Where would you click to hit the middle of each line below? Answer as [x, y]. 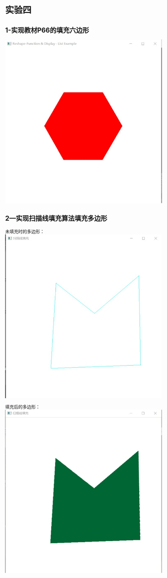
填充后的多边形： [23, 407]
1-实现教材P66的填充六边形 [47, 30]
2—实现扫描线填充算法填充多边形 [56, 218]
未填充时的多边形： [25, 231]
